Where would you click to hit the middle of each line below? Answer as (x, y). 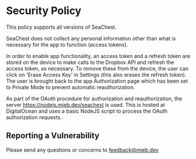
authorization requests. (34, 117)
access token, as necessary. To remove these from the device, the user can (97, 68)
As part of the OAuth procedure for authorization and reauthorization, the (94, 99)
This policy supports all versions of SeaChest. (61, 27)
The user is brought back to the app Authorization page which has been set (97, 81)
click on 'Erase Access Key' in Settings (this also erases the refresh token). (96, 75)
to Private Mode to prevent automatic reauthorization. (71, 87)
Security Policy (44, 11)
